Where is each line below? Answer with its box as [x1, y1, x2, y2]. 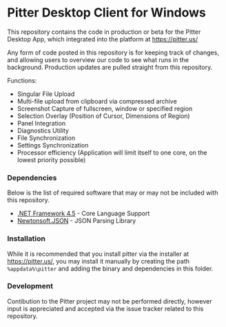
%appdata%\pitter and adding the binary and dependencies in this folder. [7, 264, 214, 272]
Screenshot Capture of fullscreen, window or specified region [17, 104, 193, 112]
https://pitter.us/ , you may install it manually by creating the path [7, 257, 189, 265]
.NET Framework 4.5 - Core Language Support [17, 209, 150, 218]
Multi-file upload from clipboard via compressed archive [17, 97, 177, 105]
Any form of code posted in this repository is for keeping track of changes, [7, 48, 219, 57]
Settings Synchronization [17, 141, 89, 149]
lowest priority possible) [17, 155, 86, 163]
